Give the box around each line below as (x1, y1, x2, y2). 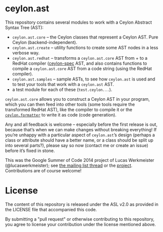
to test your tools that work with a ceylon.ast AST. (12, 81, 114, 87)
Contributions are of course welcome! (5, 167, 82, 173)
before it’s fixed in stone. (5, 148, 55, 154)
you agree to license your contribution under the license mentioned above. (5, 221, 156, 227)
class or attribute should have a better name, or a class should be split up (5, 137, 154, 143)
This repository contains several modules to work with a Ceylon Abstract (5, 19, 152, 25)
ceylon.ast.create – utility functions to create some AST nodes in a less (12, 44, 159, 50)
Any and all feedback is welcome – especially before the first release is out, (5, 121, 158, 127)
